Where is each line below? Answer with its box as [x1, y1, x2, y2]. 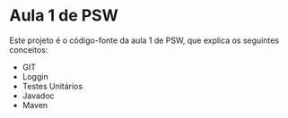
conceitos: [9, 44, 48, 55]
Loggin [22, 71, 48, 81]
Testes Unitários [22, 80, 83, 91]
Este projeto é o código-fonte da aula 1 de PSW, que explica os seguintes [9, 35, 280, 46]
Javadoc [22, 90, 56, 101]
